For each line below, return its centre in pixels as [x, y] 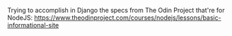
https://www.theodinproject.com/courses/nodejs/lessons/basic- [128, 18]
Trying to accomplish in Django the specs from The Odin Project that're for [116, 10]
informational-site [33, 25]
